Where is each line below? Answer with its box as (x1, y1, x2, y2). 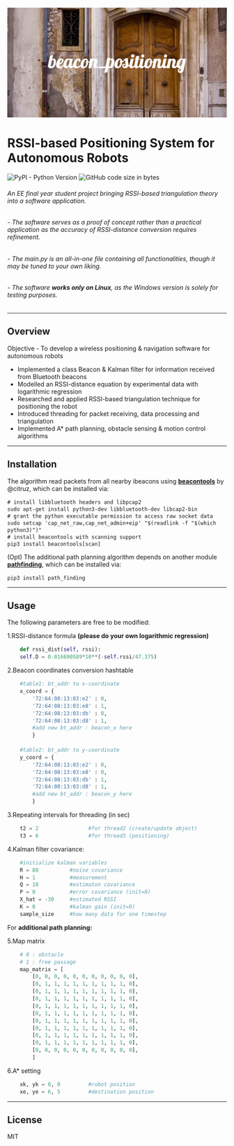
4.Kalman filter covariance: (7, 844, 85, 853)
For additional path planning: (7, 923, 93, 931)
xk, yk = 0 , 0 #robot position (19, 1081, 136, 1087)
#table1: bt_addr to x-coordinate (19, 681, 120, 688)
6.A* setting (7, 1067, 41, 1075)
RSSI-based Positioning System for (7, 135, 214, 151)
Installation (7, 458, 57, 470)
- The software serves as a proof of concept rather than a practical (7, 218, 202, 226)
